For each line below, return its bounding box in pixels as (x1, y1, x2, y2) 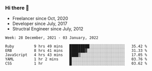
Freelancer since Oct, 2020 (12, 16, 68, 22)
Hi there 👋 (5, 4, 30, 11)
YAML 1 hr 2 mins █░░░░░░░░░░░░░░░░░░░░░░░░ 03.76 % (5, 57, 148, 62)
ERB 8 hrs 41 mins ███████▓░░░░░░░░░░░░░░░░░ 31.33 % (5, 48, 148, 53)
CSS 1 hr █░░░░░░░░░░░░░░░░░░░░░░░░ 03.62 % (5, 61, 148, 66)
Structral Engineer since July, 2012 (12, 26, 84, 32)
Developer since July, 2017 (12, 21, 68, 26)
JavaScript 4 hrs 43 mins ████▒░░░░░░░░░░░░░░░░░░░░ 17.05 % (5, 52, 148, 58)
